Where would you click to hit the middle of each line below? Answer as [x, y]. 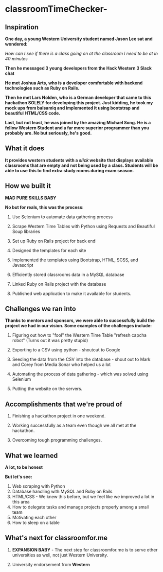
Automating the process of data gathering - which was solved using [80, 374]
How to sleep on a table [36, 523]
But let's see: [19, 477]
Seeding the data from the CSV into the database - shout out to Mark [81, 359]
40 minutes [16, 59]
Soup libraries [26, 231]
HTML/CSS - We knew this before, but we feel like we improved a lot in [83, 497]
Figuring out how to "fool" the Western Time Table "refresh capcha [79, 335]
